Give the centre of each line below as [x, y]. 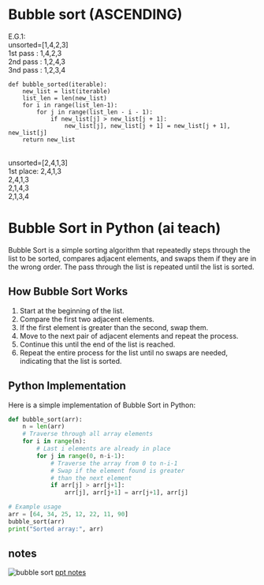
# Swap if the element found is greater [117, 471]
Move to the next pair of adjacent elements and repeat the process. [129, 336]
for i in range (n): [54, 441]
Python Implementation [67, 386]
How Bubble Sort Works [68, 292]
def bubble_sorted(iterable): [58, 84]
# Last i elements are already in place [104, 448]
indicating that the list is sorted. [71, 361]
